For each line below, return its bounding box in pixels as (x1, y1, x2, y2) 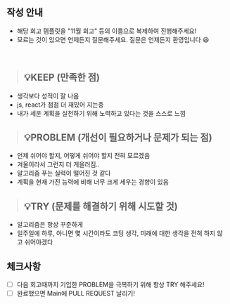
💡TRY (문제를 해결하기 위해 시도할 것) (23, 200, 178, 212)
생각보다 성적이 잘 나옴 (16, 91, 79, 100)
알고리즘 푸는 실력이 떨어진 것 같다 (16, 169, 111, 178)
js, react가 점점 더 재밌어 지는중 (16, 100, 104, 109)
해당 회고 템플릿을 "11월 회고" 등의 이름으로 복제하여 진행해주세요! (16, 27, 197, 35)
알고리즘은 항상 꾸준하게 (16, 220, 84, 229)
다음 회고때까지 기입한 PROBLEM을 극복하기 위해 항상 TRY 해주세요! (16, 280, 205, 289)
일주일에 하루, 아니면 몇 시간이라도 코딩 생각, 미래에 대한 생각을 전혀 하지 (16, 229, 216, 237)
